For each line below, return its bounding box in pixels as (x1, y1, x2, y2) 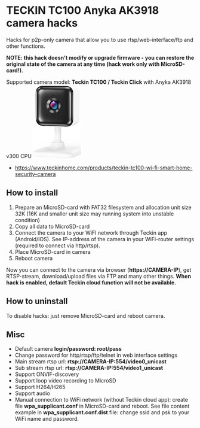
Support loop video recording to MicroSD (14, 377, 116, 384)
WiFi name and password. (14, 415, 79, 423)
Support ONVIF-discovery (14, 371, 79, 378)
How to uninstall (6, 296, 68, 306)
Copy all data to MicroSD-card (14, 223, 90, 230)
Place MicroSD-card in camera (14, 248, 91, 255)
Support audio (14, 390, 51, 397)
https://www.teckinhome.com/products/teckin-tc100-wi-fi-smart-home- (14, 164, 193, 171)
